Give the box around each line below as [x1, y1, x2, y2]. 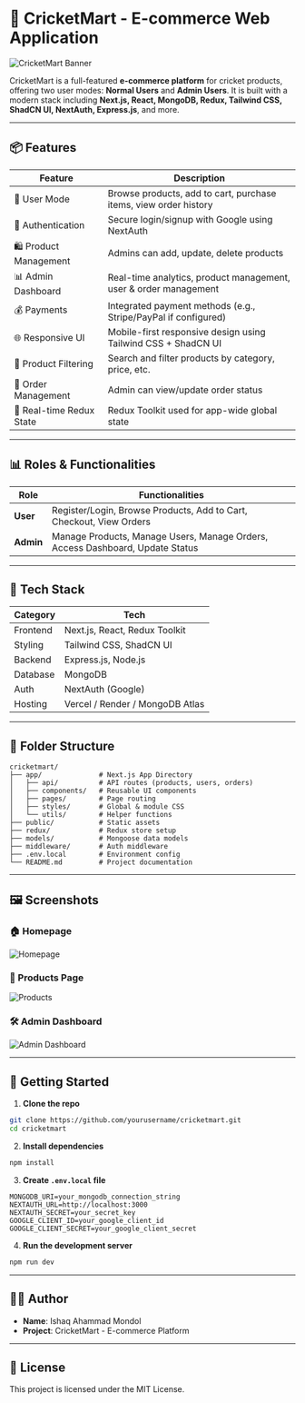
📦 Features [9, 140, 77, 155]
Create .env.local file [22, 1174, 106, 1185]
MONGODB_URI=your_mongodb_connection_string [9, 1192, 181, 1201]
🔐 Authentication [14, 218, 85, 231]
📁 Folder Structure [9, 738, 115, 753]
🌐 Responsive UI [14, 331, 85, 343]
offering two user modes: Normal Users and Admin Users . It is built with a [9, 85, 288, 95]
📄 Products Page [9, 971, 84, 984]
